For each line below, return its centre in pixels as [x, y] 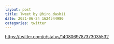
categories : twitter [26, 23]
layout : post [18, 9]
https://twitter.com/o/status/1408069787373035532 [57, 37]
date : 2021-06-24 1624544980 [34, 18]
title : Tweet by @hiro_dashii [36, 14]
